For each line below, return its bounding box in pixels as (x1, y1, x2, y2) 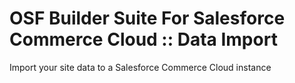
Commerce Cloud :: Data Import (9, 28, 278, 51)
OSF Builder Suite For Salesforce (9, 7, 286, 30)
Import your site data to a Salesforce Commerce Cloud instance (9, 61, 272, 73)
